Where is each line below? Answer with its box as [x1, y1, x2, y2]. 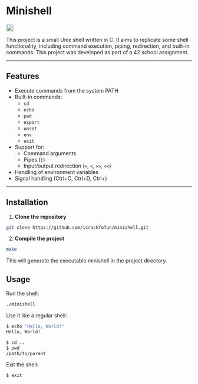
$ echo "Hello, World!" [6, 323, 65, 329]
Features [6, 71, 39, 81]
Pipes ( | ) [23, 156, 45, 163]
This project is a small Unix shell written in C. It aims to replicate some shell [6, 36, 189, 43]
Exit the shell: [6, 361, 39, 368]
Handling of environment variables [14, 168, 99, 175]
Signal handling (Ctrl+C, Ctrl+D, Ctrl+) [14, 175, 107, 182]
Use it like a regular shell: [6, 312, 68, 319]
